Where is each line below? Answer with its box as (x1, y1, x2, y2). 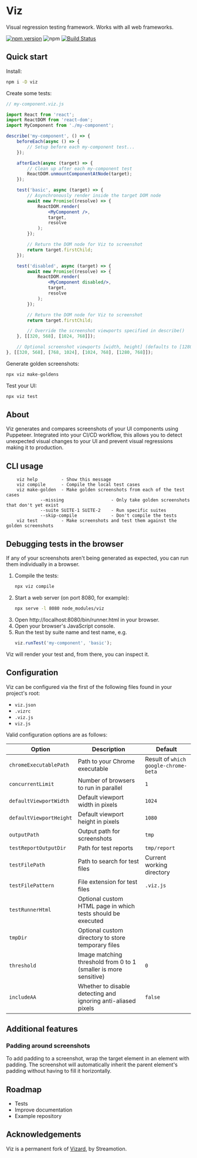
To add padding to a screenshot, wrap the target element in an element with (6, 1055, 189, 1062)
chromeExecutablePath (9, 761, 69, 768)
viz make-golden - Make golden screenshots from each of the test (16, 487, 185, 493)
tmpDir (9, 934, 28, 941)
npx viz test (6, 393, 38, 399)
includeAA (9, 993, 36, 1000)
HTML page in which (77, 902, 135, 910)
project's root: (6, 690, 40, 697)
